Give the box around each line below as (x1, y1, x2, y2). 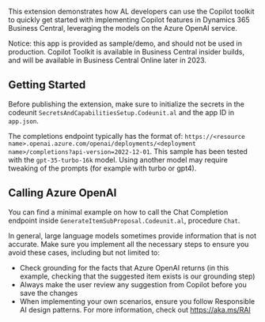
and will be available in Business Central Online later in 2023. (8, 55, 207, 65)
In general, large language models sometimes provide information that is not (8, 230, 257, 240)
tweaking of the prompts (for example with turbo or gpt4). (8, 163, 197, 173)
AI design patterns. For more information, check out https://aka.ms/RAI (19, 305, 251, 314)
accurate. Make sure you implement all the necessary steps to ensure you (8, 239, 249, 249)
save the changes (19, 288, 78, 298)
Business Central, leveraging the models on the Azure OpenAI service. (8, 24, 238, 32)
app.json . (8, 116, 40, 125)
